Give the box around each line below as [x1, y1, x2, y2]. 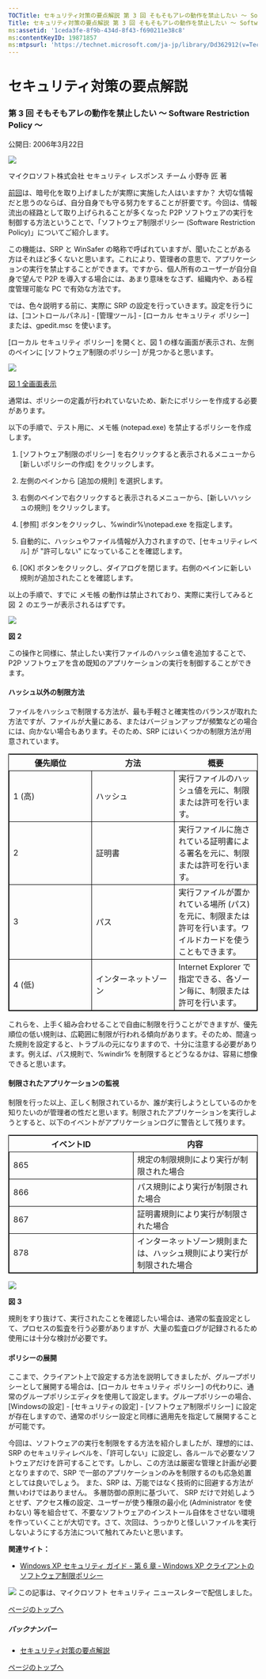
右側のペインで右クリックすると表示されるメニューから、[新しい [19, 493, 231, 502]
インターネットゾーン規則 [137, 1236, 232, 1247]
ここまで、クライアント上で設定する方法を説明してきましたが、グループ [8, 1372, 243, 1382]
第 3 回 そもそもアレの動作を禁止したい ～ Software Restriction [8, 108, 250, 119]
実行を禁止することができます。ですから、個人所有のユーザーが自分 [28, 264, 251, 273]
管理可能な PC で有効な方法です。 [14, 284, 125, 293]
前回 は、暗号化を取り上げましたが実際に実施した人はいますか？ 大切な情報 [8, 188, 253, 197]
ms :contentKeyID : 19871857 [8, 33, 97, 42]
